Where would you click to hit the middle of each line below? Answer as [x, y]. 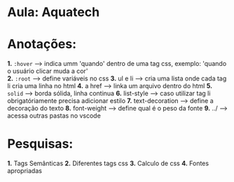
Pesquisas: [40, 144]
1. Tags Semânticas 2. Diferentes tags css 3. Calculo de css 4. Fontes [108, 163]
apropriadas [25, 171]
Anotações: [42, 44]
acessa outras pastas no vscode [54, 115]
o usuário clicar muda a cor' [48, 71]
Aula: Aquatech [54, 12]
